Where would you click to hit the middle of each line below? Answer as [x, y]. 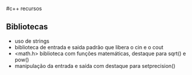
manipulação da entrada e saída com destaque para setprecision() [95, 66]
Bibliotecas [27, 27]
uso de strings [32, 41]
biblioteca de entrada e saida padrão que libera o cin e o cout [89, 47]
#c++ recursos [24, 8]
